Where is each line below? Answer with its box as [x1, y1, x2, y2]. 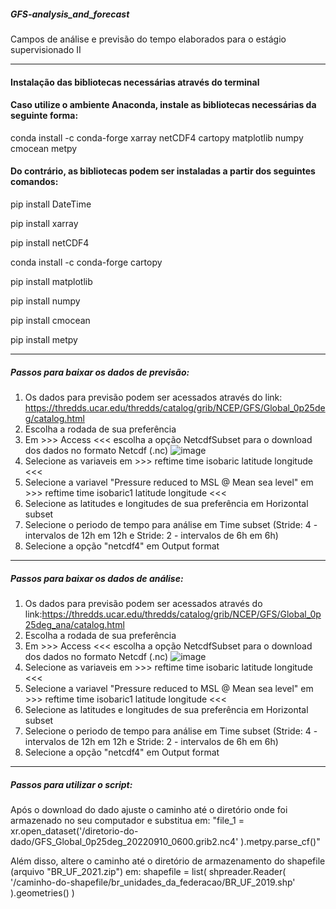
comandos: [10, 176, 59, 188]
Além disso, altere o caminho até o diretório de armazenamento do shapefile [10, 855, 326, 867]
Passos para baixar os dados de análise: [10, 572, 184, 584]
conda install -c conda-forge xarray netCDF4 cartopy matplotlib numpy [10, 131, 304, 144]
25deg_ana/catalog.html [24, 618, 125, 630]
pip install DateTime [10, 198, 92, 210]
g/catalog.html [24, 412, 85, 424]
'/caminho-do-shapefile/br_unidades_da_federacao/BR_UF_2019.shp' [10, 876, 296, 888]
